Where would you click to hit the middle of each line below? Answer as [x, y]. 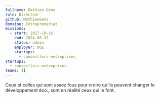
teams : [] [16, 71]
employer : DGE [29, 47]
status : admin [29, 43]
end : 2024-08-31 [32, 38]
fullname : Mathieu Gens [30, 10]
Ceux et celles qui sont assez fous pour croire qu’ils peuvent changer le [80, 85]
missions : [16, 29]
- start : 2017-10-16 [31, 33]
